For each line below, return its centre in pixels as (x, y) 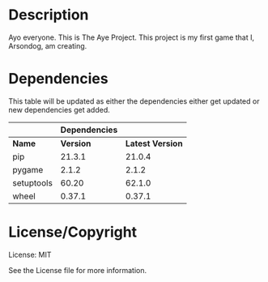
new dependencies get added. (60, 109)
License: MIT (30, 254)
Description (49, 15)
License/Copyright (73, 232)
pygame (28, 169)
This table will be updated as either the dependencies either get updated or (134, 101)
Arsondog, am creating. (48, 45)
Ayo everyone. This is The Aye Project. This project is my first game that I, (132, 37)
